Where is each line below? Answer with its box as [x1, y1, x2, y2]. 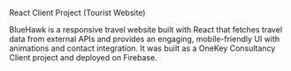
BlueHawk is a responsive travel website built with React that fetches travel [9, 25, 283, 34]
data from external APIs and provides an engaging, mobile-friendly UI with [9, 34, 280, 44]
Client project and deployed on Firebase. [9, 53, 157, 62]
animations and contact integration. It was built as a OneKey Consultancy [9, 43, 276, 53]
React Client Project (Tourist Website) [9, 8, 146, 18]
